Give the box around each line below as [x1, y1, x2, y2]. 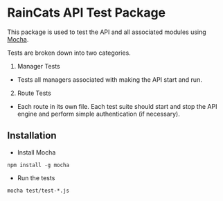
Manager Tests [17, 62, 60, 70]
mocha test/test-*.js [7, 187, 70, 194]
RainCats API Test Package [7, 5, 166, 21]
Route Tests [17, 89, 52, 97]
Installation [7, 130, 57, 141]
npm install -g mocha [7, 161, 70, 168]
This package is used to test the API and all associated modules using [7, 28, 206, 36]
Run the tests [17, 173, 55, 182]
